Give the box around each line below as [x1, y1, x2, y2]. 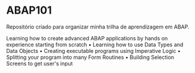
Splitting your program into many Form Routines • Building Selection [6, 53, 175, 61]
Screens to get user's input [6, 60, 73, 67]
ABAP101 [6, 4, 52, 17]
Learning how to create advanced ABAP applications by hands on [6, 34, 168, 42]
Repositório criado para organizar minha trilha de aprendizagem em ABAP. [6, 23, 190, 30]
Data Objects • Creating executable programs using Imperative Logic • [6, 47, 181, 54]
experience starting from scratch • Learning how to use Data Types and [6, 41, 184, 48]
